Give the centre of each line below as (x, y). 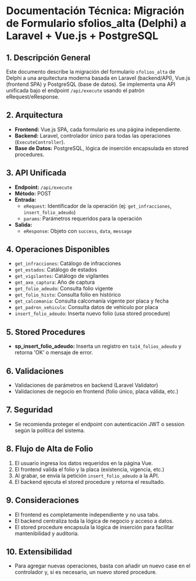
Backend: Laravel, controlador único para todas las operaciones (92, 135)
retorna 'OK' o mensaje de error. (54, 353)
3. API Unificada (36, 173)
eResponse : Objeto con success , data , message (78, 231)
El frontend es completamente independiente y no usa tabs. (87, 514)
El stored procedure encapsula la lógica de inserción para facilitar (94, 527)
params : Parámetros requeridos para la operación (83, 218)
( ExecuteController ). (40, 142)
